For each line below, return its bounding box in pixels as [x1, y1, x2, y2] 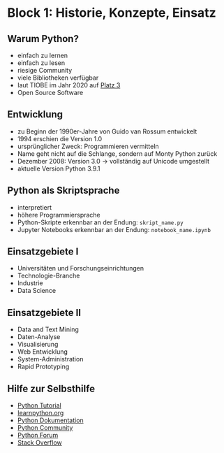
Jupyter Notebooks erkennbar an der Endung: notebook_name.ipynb [17, 225, 211, 233]
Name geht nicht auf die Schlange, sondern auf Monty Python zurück [17, 149, 218, 158]
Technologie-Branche [17, 271, 80, 280]
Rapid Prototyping [17, 362, 70, 371]
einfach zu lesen [17, 59, 65, 67]
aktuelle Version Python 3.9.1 [17, 164, 100, 173]
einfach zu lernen [17, 51, 68, 59]
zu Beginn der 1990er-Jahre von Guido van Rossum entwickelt [17, 127, 197, 136]
